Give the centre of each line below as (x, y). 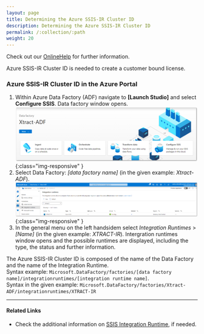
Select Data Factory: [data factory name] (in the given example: (95, 173)
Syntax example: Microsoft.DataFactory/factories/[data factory (89, 271)
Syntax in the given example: (42, 284)
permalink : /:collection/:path (46, 32)
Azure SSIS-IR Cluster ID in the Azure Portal (72, 84)
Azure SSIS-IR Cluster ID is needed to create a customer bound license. (96, 68)
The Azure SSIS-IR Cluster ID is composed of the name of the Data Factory (100, 259)
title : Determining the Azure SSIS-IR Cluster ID (70, 19)
